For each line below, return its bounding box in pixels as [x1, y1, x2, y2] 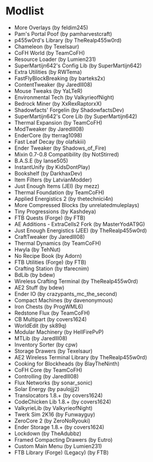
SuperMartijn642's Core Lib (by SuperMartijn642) [14, 112, 137, 120]
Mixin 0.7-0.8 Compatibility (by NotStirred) [14, 150, 120, 158]
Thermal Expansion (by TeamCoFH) [14, 119, 103, 126]
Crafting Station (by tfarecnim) [14, 264, 90, 272]
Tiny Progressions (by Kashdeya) [14, 208, 96, 215]
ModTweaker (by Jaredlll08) [14, 125, 84, 133]
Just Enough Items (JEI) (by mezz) [14, 182, 100, 189]
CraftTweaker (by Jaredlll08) [14, 233, 85, 240]
